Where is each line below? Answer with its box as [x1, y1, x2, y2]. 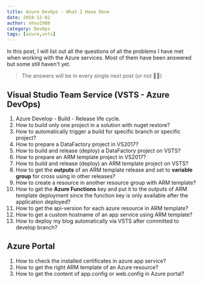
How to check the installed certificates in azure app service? [15, 257, 166, 264]
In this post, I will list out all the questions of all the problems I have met [7, 48, 184, 55]
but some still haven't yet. [7, 61, 71, 68]
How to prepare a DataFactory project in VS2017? [15, 140, 139, 148]
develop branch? [15, 223, 58, 231]
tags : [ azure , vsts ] [7, 31, 56, 37]
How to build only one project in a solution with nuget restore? [15, 121, 171, 128]
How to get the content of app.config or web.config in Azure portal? [15, 270, 185, 277]
